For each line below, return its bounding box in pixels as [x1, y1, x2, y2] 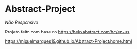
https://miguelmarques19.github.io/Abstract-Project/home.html [5, 38, 132, 44]
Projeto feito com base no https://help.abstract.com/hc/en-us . [5, 29, 131, 34]
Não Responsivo [5, 19, 38, 25]
